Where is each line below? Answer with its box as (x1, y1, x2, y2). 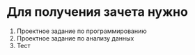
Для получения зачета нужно (6, 4, 189, 20)
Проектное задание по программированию (16, 27, 147, 35)
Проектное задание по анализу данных (16, 34, 134, 42)
